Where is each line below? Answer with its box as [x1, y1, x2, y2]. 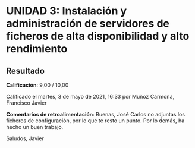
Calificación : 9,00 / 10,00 [6, 81, 69, 89]
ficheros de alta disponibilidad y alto [6, 30, 190, 43]
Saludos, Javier [6, 135, 45, 142]
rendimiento [6, 42, 68, 56]
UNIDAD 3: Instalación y [6, 4, 127, 18]
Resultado [6, 65, 45, 75]
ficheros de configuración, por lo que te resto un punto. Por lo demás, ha [6, 117, 185, 124]
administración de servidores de [6, 17, 169, 30]
